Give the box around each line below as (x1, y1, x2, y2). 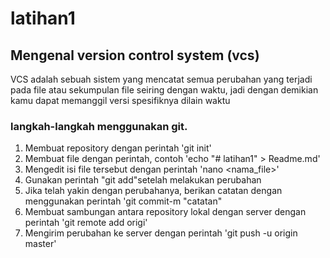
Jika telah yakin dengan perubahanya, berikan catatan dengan (24, 185, 283, 197)
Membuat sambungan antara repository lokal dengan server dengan (24, 206, 307, 218)
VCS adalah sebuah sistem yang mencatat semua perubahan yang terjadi (10, 73, 313, 85)
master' (24, 238, 57, 250)
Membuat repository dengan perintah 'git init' (24, 142, 212, 154)
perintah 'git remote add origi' (24, 217, 148, 229)
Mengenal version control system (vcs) (10, 47, 260, 64)
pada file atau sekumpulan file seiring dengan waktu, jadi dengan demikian (10, 84, 319, 96)
